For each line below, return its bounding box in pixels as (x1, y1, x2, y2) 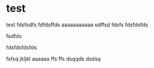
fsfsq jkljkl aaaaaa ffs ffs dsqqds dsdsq (6, 55, 101, 62)
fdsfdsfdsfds (6, 43, 37, 51)
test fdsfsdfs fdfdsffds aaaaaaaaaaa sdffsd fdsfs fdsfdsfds (6, 21, 149, 28)
